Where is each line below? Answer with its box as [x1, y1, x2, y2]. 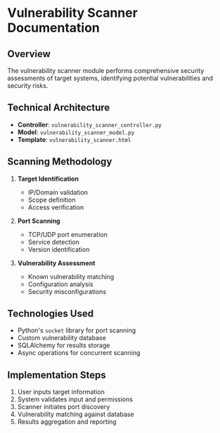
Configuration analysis [27, 280, 93, 288]
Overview [7, 48, 51, 60]
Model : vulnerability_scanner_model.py [17, 128, 135, 136]
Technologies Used [7, 308, 93, 320]
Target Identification [17, 174, 79, 183]
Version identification [27, 245, 90, 254]
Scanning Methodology [7, 156, 112, 168]
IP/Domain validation [27, 188, 89, 196]
